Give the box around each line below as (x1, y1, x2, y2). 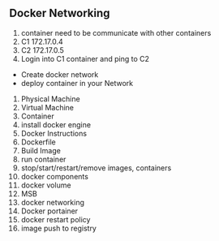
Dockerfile (20, 137, 56, 147)
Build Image (20, 145, 62, 155)
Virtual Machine (20, 102, 74, 112)
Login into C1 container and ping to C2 (20, 54, 149, 63)
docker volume (20, 180, 71, 190)
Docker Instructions (20, 128, 88, 138)
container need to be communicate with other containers (20, 28, 212, 37)
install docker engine (20, 119, 92, 129)
